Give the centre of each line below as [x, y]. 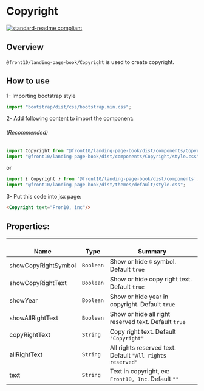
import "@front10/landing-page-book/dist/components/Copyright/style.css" [103, 157]
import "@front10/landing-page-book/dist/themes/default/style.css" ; [96, 185]
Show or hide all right [140, 314]
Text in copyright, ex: [140, 371]
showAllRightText [34, 318]
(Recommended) [27, 133]
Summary [152, 251]
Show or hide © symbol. [143, 261]
